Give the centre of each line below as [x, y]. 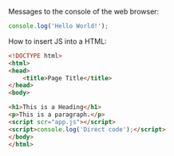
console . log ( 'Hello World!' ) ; [59, 26]
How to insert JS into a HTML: [58, 41]
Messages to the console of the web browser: [84, 12]
